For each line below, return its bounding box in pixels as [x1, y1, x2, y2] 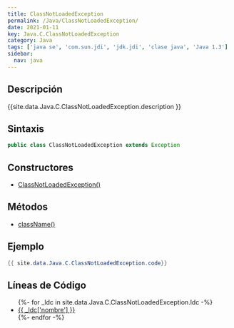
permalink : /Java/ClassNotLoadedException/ [7, 17, 139, 24]
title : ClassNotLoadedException [7, 10, 103, 18]
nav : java [14, 57, 43, 64]
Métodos [7, 201, 49, 213]
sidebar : [7, 51, 34, 58]
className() [17, 220, 56, 228]
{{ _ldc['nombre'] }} [17, 306, 76, 314]
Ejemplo [7, 240, 44, 253]
